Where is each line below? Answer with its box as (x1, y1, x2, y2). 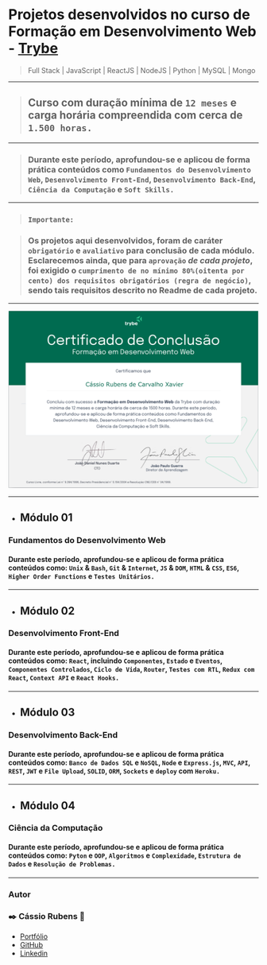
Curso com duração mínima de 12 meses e (27, 96, 237, 110)
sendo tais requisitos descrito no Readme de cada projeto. (27, 285, 258, 296)
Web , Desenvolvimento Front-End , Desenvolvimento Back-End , (27, 173, 256, 184)
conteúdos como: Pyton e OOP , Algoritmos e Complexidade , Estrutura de (8, 851, 242, 860)
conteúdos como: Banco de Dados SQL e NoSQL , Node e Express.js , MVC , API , (8, 758, 251, 767)
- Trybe (8, 40, 58, 57)
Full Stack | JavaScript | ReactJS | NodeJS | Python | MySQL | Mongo (27, 65, 256, 75)
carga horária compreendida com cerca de (27, 109, 243, 122)
